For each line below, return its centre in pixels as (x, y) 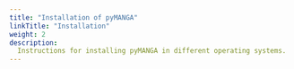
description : (34, 43)
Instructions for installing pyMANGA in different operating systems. (152, 51)
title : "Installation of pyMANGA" (74, 17)
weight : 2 (28, 34)
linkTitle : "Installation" (60, 26)
